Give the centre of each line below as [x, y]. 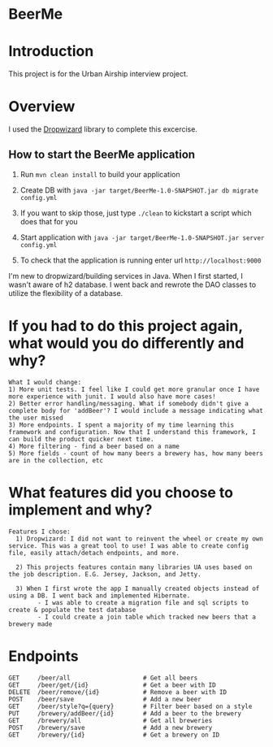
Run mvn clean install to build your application [100, 174]
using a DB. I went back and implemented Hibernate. [100, 595]
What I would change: [45, 382]
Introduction [51, 52]
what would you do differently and [126, 343]
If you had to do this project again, [126, 326]
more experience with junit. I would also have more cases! [113, 396]
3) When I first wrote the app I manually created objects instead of [138, 588]
